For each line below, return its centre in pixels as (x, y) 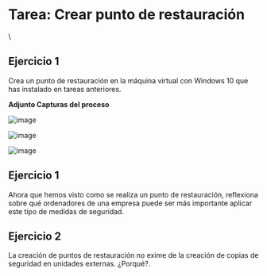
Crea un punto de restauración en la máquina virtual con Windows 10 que (128, 80)
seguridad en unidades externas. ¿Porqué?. (79, 264)
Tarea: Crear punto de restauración (126, 15)
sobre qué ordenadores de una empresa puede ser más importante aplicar (130, 203)
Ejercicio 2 (35, 236)
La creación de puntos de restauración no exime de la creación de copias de (133, 255)
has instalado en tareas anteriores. (65, 89)
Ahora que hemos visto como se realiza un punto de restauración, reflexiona (133, 194)
